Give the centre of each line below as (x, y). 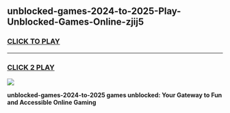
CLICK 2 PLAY (31, 67)
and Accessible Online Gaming (52, 102)
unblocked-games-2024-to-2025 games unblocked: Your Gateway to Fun (115, 95)
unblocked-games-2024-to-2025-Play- (94, 11)
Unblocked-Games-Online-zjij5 (76, 22)
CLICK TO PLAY (34, 42)
